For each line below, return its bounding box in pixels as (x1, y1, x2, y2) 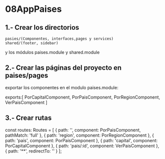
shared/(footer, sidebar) (5, 41, 58, 46)
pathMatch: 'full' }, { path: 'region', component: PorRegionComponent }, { (5, 132, 154, 138)
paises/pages (5, 71, 48, 80)
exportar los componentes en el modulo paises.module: (5, 84, 119, 90)
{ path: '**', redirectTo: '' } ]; (5, 148, 62, 154)
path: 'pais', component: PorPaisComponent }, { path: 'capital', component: (5, 137, 158, 143)
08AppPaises (5, 3, 62, 15)
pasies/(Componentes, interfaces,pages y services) (5, 36, 114, 41)
